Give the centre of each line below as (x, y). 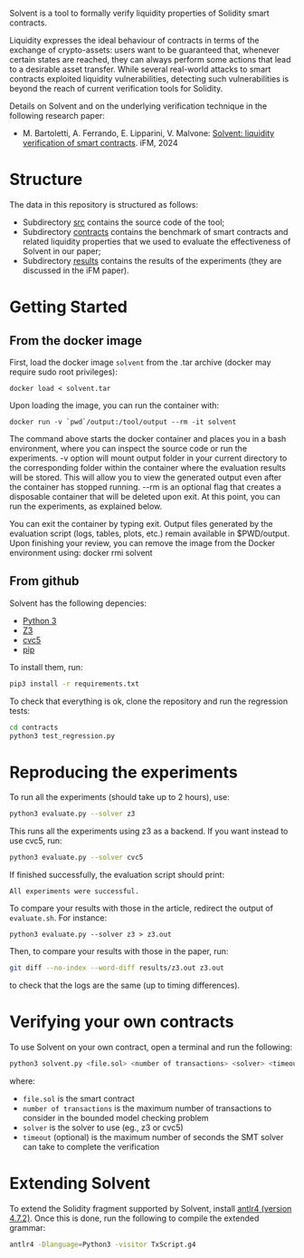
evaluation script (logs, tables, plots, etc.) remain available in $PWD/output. (150, 533)
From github (44, 581)
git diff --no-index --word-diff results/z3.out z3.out (117, 968)
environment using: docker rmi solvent (81, 552)
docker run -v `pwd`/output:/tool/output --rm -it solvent (123, 422)
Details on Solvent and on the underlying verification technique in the (138, 106)
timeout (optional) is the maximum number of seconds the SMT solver (153, 1136)
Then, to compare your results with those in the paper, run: (119, 951)
